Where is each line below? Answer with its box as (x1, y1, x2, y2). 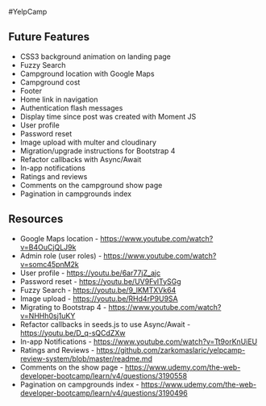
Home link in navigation (19, 94, 98, 104)
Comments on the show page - (19, 362, 123, 372)
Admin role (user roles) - (19, 250, 102, 261)
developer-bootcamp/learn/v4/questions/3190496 (19, 387, 188, 398)
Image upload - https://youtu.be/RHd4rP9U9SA (19, 294, 179, 303)
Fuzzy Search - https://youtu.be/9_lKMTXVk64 (19, 285, 177, 295)
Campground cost (19, 77, 81, 87)
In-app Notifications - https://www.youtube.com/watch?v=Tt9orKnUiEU (19, 337, 258, 346)
